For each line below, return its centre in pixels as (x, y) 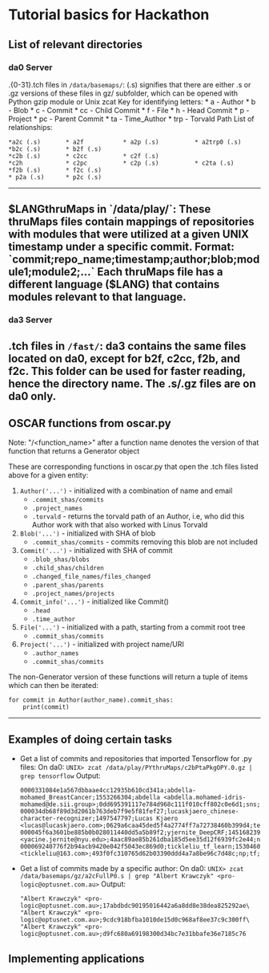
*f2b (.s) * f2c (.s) (55, 170)
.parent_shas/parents (68, 585)
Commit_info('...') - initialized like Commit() (94, 602)
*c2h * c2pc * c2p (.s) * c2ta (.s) (121, 163)
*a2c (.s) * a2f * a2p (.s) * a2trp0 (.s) (125, 142)
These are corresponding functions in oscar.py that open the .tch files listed (133, 466)
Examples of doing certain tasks (90, 739)
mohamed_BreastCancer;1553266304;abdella (90, 798)
